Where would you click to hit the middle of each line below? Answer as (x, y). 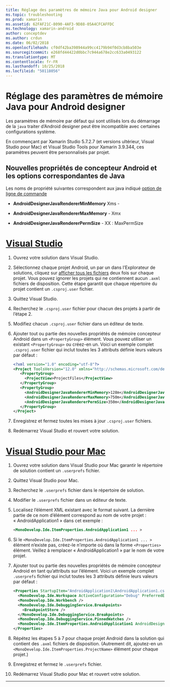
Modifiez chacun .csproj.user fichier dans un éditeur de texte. (78, 324)
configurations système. (31, 132)
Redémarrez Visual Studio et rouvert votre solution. (66, 431)
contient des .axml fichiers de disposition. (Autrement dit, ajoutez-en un (88, 644)
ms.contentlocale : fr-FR (32, 62)
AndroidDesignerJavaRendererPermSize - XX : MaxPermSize (78, 223)
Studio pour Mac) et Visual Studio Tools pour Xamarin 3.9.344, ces (75, 147)
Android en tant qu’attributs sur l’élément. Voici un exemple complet (83, 571)
